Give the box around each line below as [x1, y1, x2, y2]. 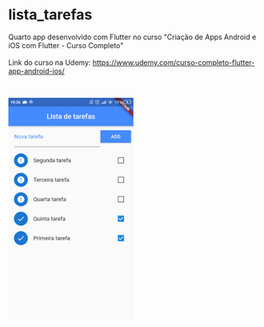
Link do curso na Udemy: [8, 58, 91, 67]
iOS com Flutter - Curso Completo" [8, 40, 124, 50]
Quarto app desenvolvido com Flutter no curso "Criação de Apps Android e [8, 32, 257, 42]
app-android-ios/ [8, 66, 66, 75]
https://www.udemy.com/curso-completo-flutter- [92, 58, 255, 67]
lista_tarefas [8, 6, 93, 24]
